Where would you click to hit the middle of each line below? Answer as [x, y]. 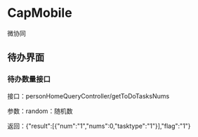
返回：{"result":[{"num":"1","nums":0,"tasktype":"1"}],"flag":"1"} [99, 126]
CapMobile [40, 13]
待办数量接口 [29, 79]
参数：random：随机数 [40, 111]
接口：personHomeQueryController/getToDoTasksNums [88, 96]
